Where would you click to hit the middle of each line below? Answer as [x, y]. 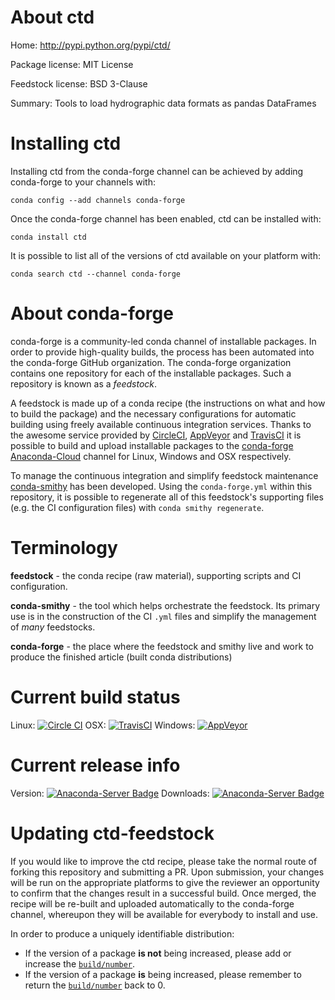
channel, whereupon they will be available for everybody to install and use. [164, 914]
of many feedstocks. [53, 627]
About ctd [52, 17]
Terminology [64, 548]
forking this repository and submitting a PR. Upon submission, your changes [167, 872]
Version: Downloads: [110, 793]
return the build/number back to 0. [95, 985]
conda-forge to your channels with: [83, 182]
